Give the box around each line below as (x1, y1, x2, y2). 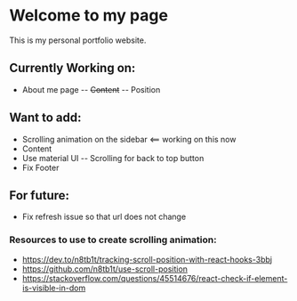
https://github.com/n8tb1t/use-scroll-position (21, 264, 189, 274)
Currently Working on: (9, 61, 136, 76)
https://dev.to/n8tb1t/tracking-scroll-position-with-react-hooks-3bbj (21, 254, 273, 264)
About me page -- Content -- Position (21, 84, 161, 94)
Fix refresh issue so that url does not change (21, 211, 187, 223)
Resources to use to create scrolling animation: (9, 233, 217, 246)
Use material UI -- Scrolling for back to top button (21, 152, 205, 163)
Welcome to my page (9, 5, 169, 26)
